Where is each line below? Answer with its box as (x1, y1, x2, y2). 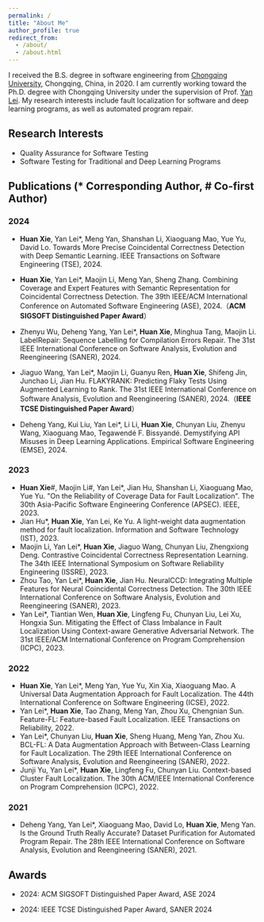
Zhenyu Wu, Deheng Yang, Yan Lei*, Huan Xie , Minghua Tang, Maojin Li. (19, 326, 257, 336)
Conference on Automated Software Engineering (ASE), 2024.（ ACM (19, 301, 246, 311)
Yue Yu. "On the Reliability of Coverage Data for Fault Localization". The (19, 491, 255, 500)
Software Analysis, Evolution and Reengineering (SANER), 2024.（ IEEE (19, 394, 251, 403)
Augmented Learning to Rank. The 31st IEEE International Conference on (19, 384, 257, 394)
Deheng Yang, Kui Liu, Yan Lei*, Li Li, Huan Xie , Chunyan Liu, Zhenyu (19, 419, 246, 429)
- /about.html (15, 48, 62, 56)
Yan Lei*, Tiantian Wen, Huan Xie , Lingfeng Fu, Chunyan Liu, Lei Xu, (19, 609, 242, 619)
